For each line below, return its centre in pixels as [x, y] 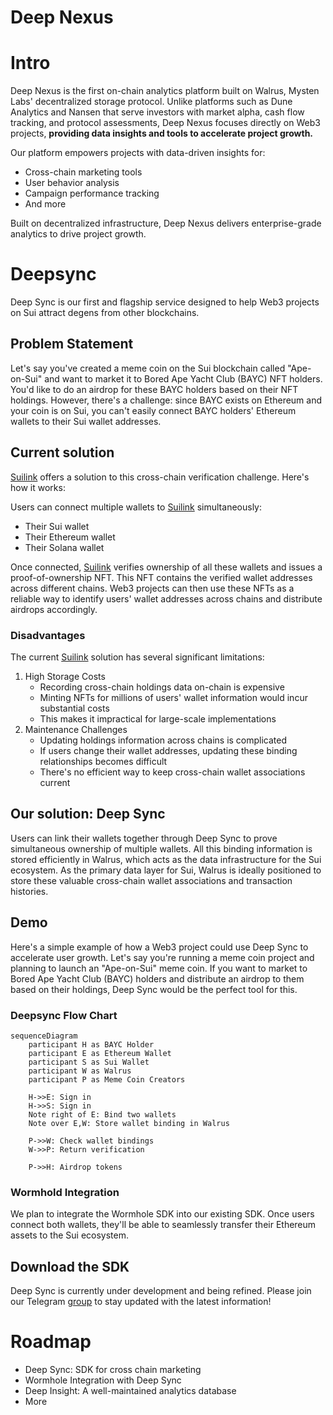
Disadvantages [48, 635]
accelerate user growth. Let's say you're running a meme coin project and [162, 957]
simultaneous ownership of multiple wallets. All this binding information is [161, 848]
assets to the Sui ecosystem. [69, 1235]
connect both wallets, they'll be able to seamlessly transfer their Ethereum [163, 1225]
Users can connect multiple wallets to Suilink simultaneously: [136, 507]
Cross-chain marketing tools [83, 172]
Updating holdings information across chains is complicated [163, 740]
